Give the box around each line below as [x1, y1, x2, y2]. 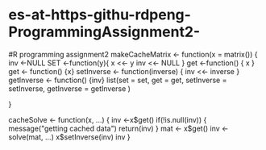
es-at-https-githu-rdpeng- [8, 6, 192, 24]
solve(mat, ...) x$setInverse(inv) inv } [8, 131, 131, 142]
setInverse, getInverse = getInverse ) [8, 83, 131, 94]
